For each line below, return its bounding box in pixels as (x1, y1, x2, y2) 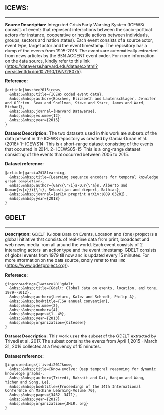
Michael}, (5, 104, 25, 109)
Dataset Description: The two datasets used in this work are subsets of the (5, 130, 157, 136)
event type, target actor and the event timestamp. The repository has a (5, 42, 147, 48)
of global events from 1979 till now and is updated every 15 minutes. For (5, 252, 149, 258)
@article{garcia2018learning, (5, 170, 67, 175)
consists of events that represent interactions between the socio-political (5, 26, 152, 32)
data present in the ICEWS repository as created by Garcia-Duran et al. (5, 135, 148, 141)
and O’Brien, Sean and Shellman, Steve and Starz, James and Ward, (5, 100, 145, 105)
